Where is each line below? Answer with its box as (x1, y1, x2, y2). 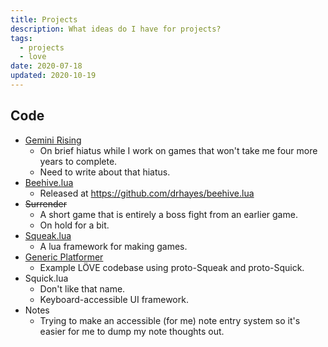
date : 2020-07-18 (10, 61, 83, 71)
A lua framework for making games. (39, 240, 188, 252)
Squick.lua (24, 272, 69, 284)
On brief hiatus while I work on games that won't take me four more (39, 144, 318, 156)
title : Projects (10, 14, 78, 25)
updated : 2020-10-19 (10, 71, 97, 81)
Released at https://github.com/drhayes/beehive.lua (39, 187, 255, 199)
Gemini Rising (24, 134, 82, 146)
